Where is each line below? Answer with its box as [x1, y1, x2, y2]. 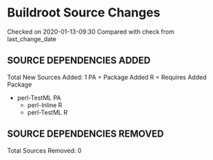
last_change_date [7, 34, 57, 43]
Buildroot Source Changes [7, 5, 161, 21]
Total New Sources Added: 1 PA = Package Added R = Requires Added [7, 73, 207, 81]
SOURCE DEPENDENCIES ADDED [7, 55, 151, 67]
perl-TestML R [27, 108, 68, 116]
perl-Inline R [27, 101, 63, 109]
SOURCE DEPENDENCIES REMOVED [7, 128, 164, 140]
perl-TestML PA [16, 93, 61, 102]
